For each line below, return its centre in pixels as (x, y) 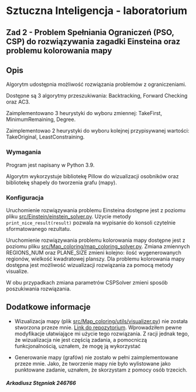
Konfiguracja (25, 197)
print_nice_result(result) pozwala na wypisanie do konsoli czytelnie (91, 223)
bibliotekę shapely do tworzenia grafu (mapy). (61, 182)
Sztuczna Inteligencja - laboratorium (97, 11)
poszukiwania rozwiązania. (39, 289)
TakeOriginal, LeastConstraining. (45, 137)
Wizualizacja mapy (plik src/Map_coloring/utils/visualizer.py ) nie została (101, 321)
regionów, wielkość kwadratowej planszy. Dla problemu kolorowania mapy (95, 259)
